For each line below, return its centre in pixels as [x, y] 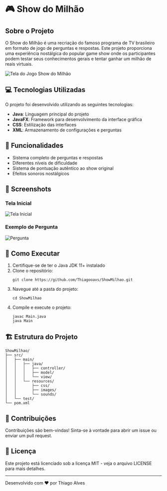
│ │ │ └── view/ [29, 377]
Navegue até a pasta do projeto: [45, 289]
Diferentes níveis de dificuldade [45, 163]
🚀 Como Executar [33, 253]
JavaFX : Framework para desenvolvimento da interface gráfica [77, 119]
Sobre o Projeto [30, 31]
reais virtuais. [19, 64]
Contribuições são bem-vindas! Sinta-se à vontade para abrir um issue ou [81, 430]
